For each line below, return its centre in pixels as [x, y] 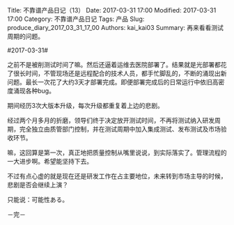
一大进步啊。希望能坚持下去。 [50, 161]
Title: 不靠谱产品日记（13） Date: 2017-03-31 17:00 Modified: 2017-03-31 [112, 10]
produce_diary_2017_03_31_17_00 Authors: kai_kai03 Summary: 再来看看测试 [116, 28]
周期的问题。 [25, 36]
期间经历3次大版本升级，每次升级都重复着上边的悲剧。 [85, 106]
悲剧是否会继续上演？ [38, 185]
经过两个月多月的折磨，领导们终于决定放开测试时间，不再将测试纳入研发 [111, 120]
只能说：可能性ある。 [38, 200]
